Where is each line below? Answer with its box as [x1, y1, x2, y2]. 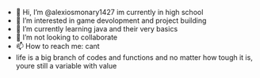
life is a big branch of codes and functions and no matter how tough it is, [15, 53, 254, 62]
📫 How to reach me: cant [15, 42, 101, 50]
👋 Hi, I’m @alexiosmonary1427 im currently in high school [15, 8, 204, 17]
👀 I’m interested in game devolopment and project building [15, 16, 207, 25]
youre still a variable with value [15, 61, 117, 70]
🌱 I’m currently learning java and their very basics [15, 24, 178, 33]
